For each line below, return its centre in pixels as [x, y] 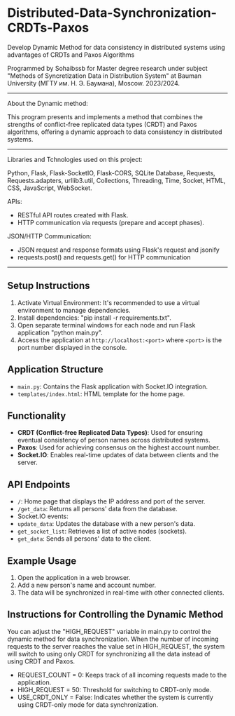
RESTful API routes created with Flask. [73, 215]
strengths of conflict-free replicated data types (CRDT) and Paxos [102, 124]
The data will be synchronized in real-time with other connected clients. [121, 593]
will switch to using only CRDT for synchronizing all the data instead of [109, 654]
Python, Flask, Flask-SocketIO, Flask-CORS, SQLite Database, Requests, [111, 173]
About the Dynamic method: [48, 103]
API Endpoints [39, 484]
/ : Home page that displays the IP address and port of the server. [111, 501]
